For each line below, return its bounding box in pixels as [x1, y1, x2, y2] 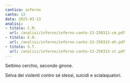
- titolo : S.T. [5, 44, 37, 49]
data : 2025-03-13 [5, 16, 41, 21]
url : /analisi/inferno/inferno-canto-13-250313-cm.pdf [9, 30, 126, 35]
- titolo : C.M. [5, 26, 37, 31]
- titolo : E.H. [5, 35, 37, 40]
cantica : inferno [5, 7, 41, 12]
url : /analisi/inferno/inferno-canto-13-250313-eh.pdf [9, 40, 126, 45]
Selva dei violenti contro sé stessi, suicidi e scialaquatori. [5, 72, 122, 78]
